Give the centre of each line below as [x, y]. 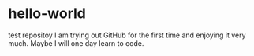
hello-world [47, 14]
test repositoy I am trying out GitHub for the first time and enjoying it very [127, 35]
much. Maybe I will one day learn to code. [76, 43]
